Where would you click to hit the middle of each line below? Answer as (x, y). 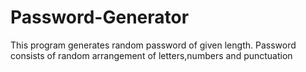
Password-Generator (100, 17)
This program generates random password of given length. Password (153, 45)
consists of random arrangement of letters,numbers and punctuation (151, 55)
